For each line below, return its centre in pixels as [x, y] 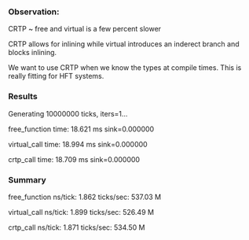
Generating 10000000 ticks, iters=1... [68, 113]
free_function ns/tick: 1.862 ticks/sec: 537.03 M [85, 197]
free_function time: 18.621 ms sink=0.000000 [81, 129]
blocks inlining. [33, 53]
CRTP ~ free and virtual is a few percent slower [85, 29]
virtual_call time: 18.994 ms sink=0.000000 [78, 144]
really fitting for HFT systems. [56, 76]
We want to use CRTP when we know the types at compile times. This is [125, 68]
